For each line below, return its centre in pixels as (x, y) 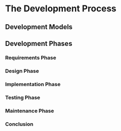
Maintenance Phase (30, 111)
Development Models (39, 27)
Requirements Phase (31, 57)
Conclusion (19, 124)
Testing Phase (23, 97)
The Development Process (61, 9)
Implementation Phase (33, 84)
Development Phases (39, 43)
